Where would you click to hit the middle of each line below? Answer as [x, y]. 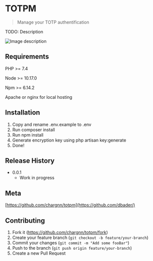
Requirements [27, 57]
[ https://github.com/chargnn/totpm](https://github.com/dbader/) [70, 205]
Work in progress [37, 178]
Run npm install [28, 135]
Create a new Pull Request [39, 253]
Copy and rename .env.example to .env [52, 124]
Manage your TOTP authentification [53, 22]
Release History [30, 160]
